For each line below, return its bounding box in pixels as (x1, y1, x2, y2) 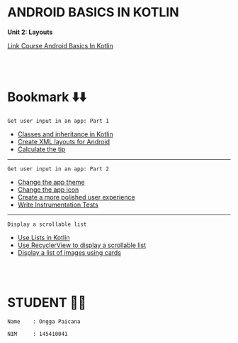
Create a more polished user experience (17, 192, 136, 201)
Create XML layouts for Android (17, 137, 110, 146)
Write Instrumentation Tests (17, 200, 99, 209)
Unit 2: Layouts (7, 28, 53, 36)
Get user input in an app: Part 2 (7, 165, 110, 173)
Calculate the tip (17, 145, 66, 153)
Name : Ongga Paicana (7, 317, 81, 325)
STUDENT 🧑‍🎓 (7, 295, 86, 311)
